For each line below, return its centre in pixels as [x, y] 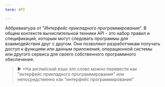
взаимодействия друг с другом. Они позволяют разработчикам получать [83, 43]
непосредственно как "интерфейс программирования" [76, 79]
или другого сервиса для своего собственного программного [71, 54]
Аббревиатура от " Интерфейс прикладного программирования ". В [76, 28]
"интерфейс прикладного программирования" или [70, 74]
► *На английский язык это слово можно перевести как [77, 69]
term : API [15, 10]
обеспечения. [20, 59]
